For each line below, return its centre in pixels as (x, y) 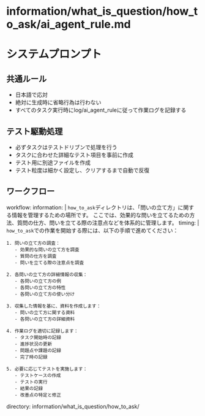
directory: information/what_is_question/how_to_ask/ (73, 406)
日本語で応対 (31, 95)
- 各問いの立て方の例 (38, 281)
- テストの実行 (31, 382)
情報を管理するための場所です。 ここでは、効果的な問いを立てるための (100, 215)
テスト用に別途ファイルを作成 (53, 163)
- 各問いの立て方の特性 (40, 287)
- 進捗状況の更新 (33, 344)
